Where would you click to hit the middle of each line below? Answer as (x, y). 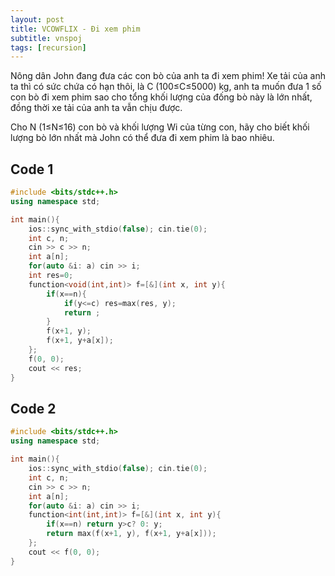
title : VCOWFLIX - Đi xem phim (75, 29)
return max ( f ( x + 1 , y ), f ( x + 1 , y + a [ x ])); (131, 534)
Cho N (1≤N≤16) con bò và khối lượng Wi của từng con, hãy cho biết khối (160, 127)
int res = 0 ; (51, 276)
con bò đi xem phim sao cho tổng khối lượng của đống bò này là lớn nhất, (161, 97)
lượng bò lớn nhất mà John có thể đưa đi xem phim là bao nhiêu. (142, 138)
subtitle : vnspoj (46, 38)
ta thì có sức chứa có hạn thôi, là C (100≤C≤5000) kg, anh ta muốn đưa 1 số (166, 87)
